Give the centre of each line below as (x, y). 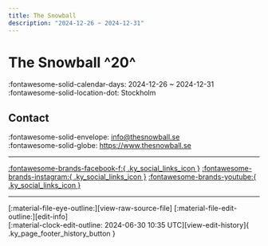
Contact (29, 117)
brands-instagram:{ (40, 177)
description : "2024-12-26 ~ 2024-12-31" (77, 23)
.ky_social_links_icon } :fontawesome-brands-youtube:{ (165, 177)
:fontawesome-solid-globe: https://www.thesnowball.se (100, 146)
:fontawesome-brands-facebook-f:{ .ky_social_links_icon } (104, 169)
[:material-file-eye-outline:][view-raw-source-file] (91, 209)
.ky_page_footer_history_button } (62, 234)
